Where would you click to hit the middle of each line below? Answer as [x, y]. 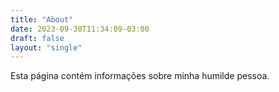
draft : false [37, 38]
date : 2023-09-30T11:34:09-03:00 [80, 29]
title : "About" [42, 19]
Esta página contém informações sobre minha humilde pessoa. [140, 76]
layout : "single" [46, 47]
